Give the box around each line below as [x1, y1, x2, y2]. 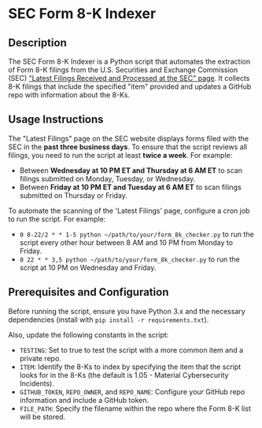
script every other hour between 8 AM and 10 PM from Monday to [19, 237, 234, 247]
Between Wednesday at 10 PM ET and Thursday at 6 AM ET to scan [19, 166, 242, 175]
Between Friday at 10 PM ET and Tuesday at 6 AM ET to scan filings [19, 182, 242, 192]
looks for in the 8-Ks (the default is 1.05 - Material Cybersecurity [19, 370, 229, 379]
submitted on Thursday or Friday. [19, 190, 128, 200]
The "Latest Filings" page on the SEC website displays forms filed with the [8, 134, 249, 143]
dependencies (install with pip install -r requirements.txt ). [8, 315, 209, 324]
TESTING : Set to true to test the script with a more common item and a [19, 345, 244, 354]
